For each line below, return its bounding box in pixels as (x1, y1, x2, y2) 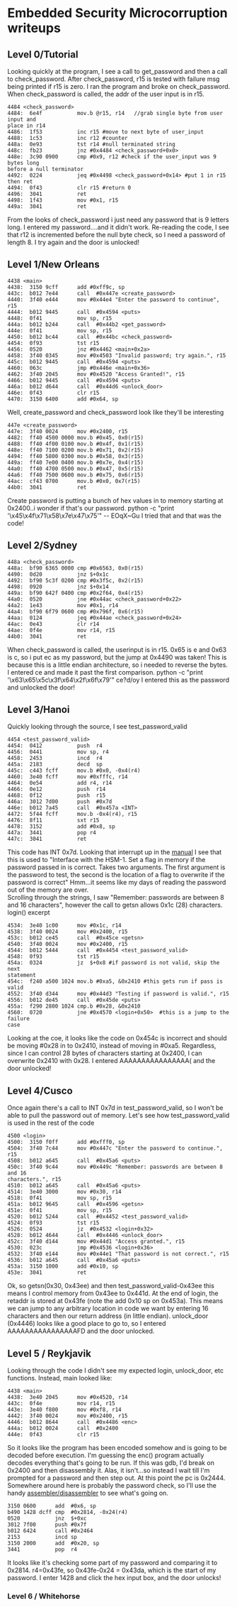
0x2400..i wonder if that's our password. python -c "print (7, 503, 175, 512)
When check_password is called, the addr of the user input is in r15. (7, 90, 205, 98)
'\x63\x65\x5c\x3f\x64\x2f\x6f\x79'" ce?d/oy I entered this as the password (7, 675, 230, 684)
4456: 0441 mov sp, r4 (7, 748, 110, 756)
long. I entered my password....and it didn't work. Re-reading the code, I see (7, 223, 230, 231)
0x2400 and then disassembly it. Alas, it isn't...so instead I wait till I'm (7, 1466, 210, 1475)
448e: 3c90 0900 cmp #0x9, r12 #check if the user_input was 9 (7, 153, 217, 160)
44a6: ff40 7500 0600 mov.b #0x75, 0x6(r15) (7, 471, 144, 479)
